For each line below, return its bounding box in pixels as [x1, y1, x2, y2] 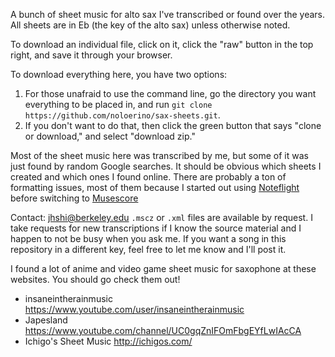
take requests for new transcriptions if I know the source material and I [10, 222, 302, 234]
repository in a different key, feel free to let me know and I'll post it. [10, 244, 287, 255]
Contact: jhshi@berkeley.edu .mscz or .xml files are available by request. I [10, 212, 313, 223]
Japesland [24, 314, 68, 326]
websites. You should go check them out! [10, 274, 181, 285]
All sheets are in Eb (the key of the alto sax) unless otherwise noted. [10, 19, 291, 31]
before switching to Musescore [10, 192, 139, 204]
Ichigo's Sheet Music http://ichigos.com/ [24, 335, 193, 347]
